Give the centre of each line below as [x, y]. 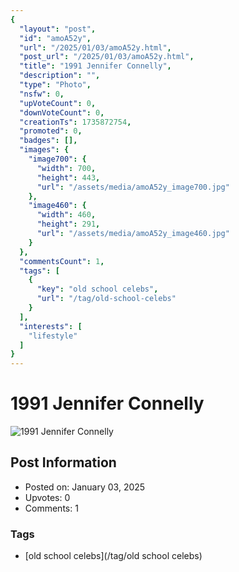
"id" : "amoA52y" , [55, 38]
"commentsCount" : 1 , [62, 261]
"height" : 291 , [68, 224]
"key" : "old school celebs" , [97, 289]
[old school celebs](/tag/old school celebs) [113, 556]
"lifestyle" [53, 336]
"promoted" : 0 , [51, 131]
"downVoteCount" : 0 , [62, 112]
